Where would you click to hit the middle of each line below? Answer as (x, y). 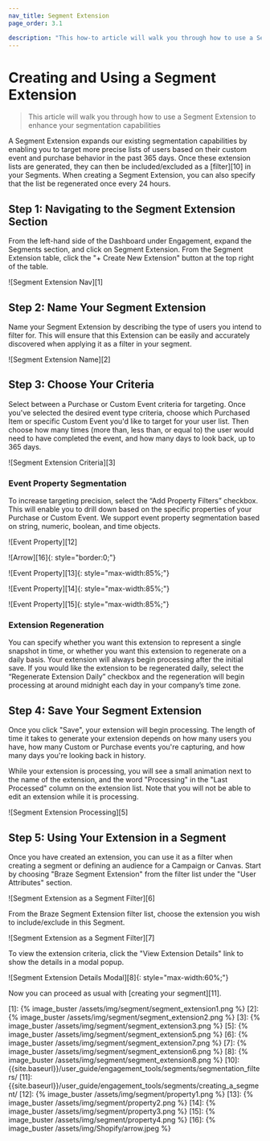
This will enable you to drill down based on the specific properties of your (130, 509)
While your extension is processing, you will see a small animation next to (130, 771)
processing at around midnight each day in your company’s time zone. (125, 685)
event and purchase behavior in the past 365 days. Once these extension (129, 158)
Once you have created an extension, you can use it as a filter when (121, 856)
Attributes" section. (40, 882)
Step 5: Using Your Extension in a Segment (117, 837)
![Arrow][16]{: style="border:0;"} (62, 558)
